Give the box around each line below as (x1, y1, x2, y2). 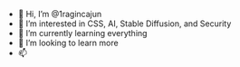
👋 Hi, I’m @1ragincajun (17, 9, 102, 19)
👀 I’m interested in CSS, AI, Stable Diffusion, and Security (17, 18, 232, 29)
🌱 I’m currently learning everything (17, 28, 148, 38)
